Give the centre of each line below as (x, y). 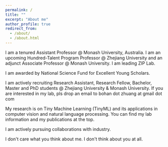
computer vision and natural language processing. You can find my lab (79, 114)
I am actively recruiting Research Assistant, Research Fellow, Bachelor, (79, 83)
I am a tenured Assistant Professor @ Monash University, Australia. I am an (83, 52)
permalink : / (19, 10)
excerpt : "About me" (27, 19)
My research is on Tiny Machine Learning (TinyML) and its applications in (81, 109)
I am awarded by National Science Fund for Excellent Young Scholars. (78, 73)
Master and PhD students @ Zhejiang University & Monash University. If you (84, 88)
